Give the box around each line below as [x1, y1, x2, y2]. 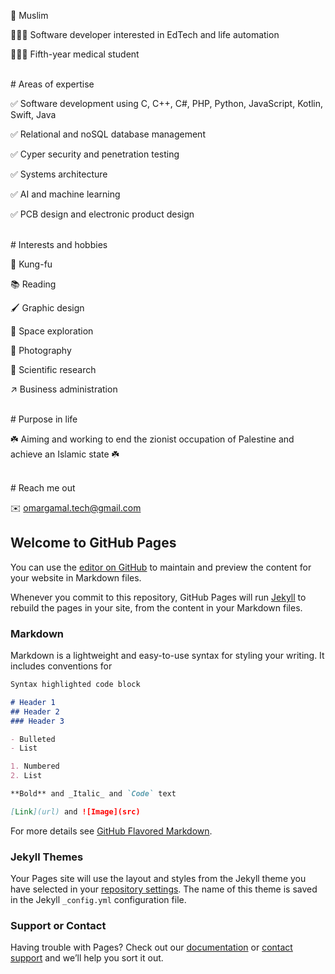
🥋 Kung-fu [10, 258, 53, 270]
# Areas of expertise [10, 78, 95, 90]
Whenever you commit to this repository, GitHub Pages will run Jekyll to [10, 591, 307, 603]
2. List [10, 771, 43, 781]
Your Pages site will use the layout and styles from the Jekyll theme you [10, 873, 307, 885]
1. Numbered [10, 761, 60, 772]
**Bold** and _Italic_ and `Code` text [10, 789, 177, 799]
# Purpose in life [10, 413, 78, 425]
